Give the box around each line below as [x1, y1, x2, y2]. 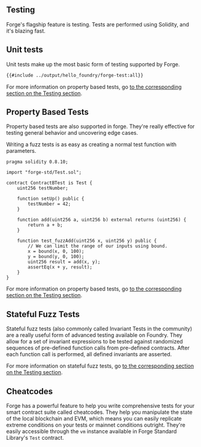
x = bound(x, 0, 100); [28, 248, 85, 254]
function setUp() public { [17, 196, 85, 202]
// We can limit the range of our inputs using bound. [28, 243, 168, 249]
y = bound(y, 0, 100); [28, 254, 85, 260]
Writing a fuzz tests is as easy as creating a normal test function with [6, 141, 177, 148]
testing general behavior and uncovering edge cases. [6, 129, 138, 137]
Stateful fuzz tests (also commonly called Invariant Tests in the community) [6, 325, 193, 333]
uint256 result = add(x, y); [28, 259, 101, 265]
